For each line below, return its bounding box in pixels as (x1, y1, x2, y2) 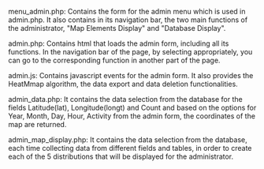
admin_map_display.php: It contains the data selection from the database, (8, 135, 247, 145)
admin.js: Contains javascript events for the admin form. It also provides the (8, 71, 254, 80)
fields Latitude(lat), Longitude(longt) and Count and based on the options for (8, 103, 257, 112)
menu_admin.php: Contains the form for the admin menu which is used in (8, 7, 246, 16)
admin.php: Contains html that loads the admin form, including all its (8, 39, 229, 48)
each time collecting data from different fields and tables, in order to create (8, 144, 252, 152)
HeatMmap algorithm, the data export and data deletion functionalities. (8, 79, 238, 88)
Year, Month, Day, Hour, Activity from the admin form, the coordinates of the (8, 111, 256, 121)
